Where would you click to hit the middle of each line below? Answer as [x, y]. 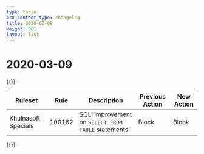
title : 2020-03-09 [29, 23]
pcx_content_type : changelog [43, 18]
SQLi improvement [106, 114]
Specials [22, 126]
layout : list [23, 35]
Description [106, 100]
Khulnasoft [25, 118]
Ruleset [26, 100]
